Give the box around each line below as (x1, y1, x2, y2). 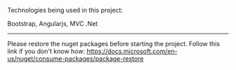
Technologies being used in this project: (7, 6, 123, 14)
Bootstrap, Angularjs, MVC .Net (7, 20, 98, 27)
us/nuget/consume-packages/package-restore (7, 55, 144, 62)
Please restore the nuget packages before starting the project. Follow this (7, 40, 220, 48)
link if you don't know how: (7, 47, 86, 55)
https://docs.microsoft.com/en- (86, 47, 178, 55)
